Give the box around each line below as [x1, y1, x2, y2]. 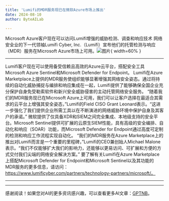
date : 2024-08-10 [5, 12, 42, 17]
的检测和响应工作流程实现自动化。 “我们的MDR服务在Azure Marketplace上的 [5, 133, 163, 139]
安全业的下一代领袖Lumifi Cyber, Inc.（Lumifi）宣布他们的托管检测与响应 [5, 42, 156, 48]
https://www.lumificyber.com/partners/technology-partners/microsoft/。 [5, 170, 156, 176]
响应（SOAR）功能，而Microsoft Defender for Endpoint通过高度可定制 [18, 126, 163, 132]
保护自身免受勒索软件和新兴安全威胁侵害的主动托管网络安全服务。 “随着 [9, 88, 158, 94]
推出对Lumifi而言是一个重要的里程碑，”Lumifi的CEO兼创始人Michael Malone [5, 139, 161, 145]
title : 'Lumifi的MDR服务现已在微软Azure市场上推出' [5, 7, 106, 13]
